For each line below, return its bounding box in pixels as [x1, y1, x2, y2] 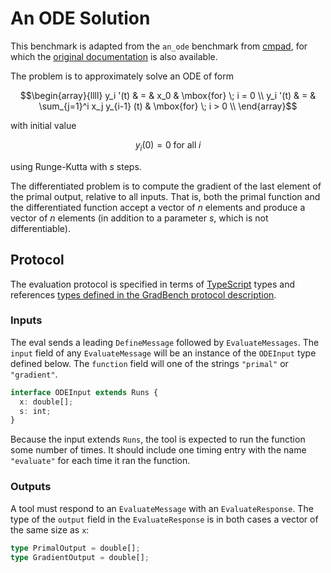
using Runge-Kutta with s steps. [10, 160, 142, 172]
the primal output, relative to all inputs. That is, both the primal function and [10, 190, 321, 202]
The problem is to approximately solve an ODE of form [10, 70, 234, 82]
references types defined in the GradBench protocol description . [10, 288, 277, 301]
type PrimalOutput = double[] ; [10, 543, 141, 553]
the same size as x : [10, 523, 90, 536]
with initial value [10, 119, 77, 131]
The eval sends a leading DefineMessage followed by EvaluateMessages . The [10, 336, 320, 348]
